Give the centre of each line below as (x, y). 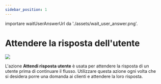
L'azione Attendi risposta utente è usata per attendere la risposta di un (77, 66)
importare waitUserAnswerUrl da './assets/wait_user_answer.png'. (72, 23)
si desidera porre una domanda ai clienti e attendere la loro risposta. (74, 76)
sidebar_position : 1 (26, 10)
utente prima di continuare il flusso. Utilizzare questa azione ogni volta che (80, 71)
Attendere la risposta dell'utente (72, 43)
